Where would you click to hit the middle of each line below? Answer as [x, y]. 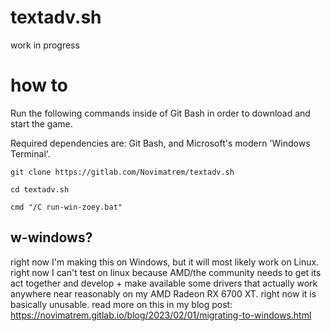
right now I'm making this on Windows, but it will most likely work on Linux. [165, 262]
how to [39, 85]
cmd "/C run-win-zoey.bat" [66, 207]
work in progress [45, 45]
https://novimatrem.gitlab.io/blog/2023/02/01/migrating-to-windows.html [161, 315]
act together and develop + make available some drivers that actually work [164, 283]
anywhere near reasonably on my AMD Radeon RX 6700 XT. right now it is [163, 293]
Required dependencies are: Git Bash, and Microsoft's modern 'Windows [160, 143]
